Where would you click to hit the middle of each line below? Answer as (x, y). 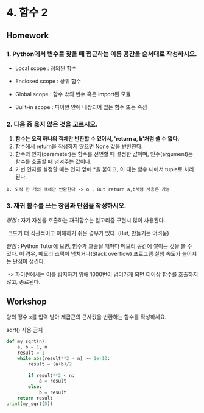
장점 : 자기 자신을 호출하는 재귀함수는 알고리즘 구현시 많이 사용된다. (86, 221)
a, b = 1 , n (32, 347)
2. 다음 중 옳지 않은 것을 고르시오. (52, 124)
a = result (53, 381)
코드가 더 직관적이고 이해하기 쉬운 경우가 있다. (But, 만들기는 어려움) (88, 233)
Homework (28, 35)
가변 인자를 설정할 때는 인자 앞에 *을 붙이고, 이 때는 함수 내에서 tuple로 (99, 169)
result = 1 (31, 353)
